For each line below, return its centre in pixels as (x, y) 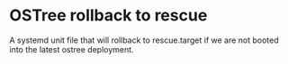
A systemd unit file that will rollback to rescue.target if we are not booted (144, 40)
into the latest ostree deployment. (72, 49)
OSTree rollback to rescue (108, 16)
